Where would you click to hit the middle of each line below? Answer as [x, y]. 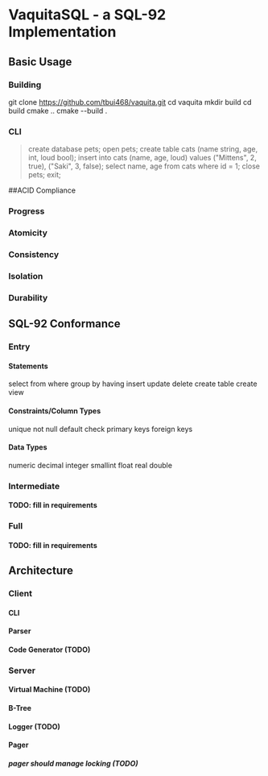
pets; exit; [45, 175]
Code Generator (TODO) [49, 649]
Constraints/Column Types [55, 411]
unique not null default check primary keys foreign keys [101, 429]
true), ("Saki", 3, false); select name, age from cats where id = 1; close [144, 166]
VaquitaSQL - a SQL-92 [87, 15]
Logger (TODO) [34, 726]
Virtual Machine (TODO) [49, 690]
